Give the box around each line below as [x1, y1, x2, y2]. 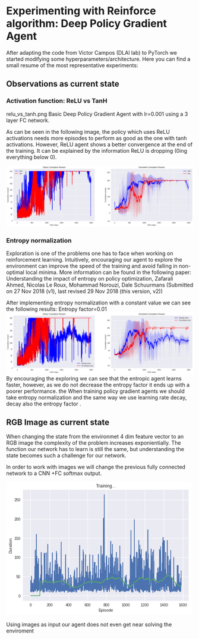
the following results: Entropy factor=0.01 [6, 306, 107, 313]
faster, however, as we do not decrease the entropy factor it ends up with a [6, 381, 190, 388]
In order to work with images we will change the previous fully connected [6, 464, 186, 471]
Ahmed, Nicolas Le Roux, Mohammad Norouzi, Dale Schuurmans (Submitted [6, 281, 194, 289]
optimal [6, 269, 25, 276]
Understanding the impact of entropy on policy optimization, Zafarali [6, 275, 173, 282]
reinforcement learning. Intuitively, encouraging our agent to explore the [6, 256, 182, 263]
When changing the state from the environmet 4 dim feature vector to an [6, 433, 184, 440]
